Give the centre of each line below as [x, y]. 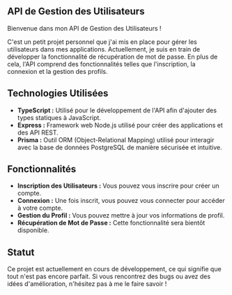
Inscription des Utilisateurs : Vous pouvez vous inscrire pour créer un [118, 186]
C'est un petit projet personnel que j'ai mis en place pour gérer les [102, 42]
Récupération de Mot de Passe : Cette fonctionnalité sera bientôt [111, 223]
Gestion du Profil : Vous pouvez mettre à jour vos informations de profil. [121, 215]
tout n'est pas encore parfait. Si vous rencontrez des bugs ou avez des [109, 277]
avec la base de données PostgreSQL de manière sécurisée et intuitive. [120, 147]
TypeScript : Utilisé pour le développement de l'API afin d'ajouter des [117, 110]
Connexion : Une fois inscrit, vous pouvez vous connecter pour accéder [121, 201]
